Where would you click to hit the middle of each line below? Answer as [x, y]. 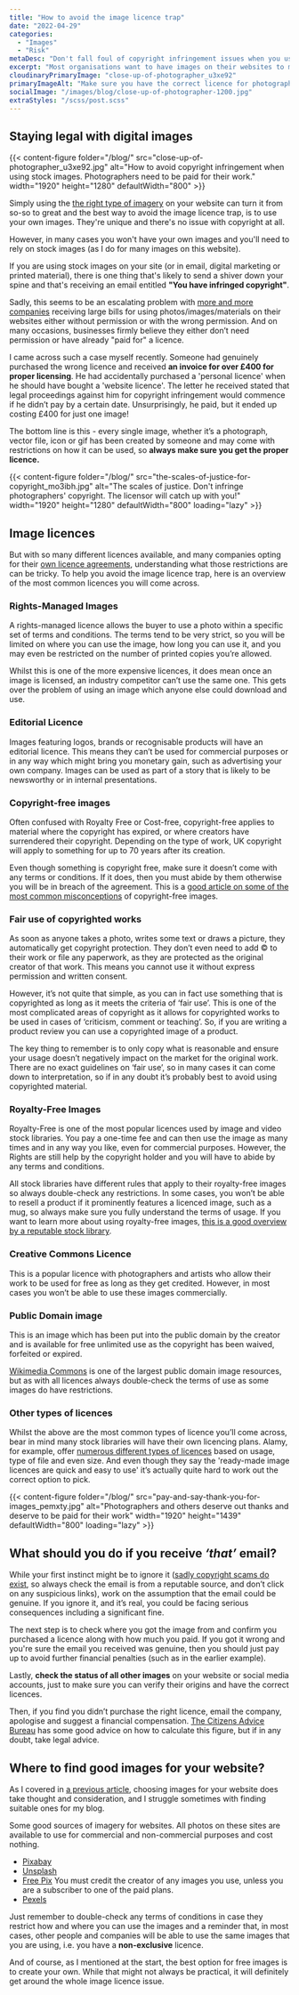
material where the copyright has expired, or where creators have [129, 831]
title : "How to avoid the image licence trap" [97, 17]
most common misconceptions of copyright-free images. [114, 896]
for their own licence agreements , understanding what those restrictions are [149, 564]
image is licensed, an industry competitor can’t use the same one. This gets [148, 681]
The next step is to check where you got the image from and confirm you [143, 1630]
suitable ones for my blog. [57, 1808]
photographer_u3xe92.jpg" [59, 167]
